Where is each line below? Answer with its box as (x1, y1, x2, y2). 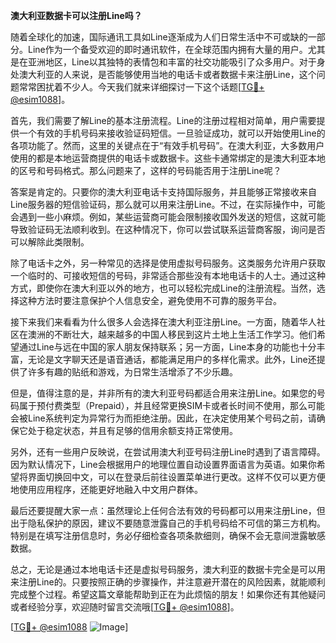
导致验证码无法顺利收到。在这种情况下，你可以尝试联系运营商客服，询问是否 (10, 224, 326, 235)
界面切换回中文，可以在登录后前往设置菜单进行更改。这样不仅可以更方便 (27, 471, 326, 483)
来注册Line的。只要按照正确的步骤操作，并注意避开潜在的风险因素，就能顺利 (10, 576, 326, 588)
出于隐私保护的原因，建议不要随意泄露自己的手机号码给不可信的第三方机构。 (10, 517, 326, 529)
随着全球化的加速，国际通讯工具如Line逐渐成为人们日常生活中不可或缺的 (10, 31, 308, 43)
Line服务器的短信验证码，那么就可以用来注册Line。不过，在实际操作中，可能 (10, 199, 326, 210)
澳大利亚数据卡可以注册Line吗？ (10, 10, 143, 21)
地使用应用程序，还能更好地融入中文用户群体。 (10, 484, 203, 495)
